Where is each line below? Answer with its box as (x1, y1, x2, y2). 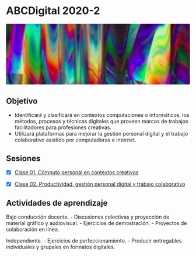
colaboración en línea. (6, 226, 60, 233)
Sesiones (6, 153, 41, 163)
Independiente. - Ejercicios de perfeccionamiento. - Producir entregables (6, 237, 182, 244)
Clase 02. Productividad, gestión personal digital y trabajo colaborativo (14, 181, 185, 188)
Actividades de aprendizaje (6, 198, 108, 208)
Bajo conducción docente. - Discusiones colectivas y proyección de (6, 213, 170, 220)
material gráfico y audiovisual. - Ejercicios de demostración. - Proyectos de (6, 219, 187, 226)
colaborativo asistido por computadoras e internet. (14, 136, 136, 144)
